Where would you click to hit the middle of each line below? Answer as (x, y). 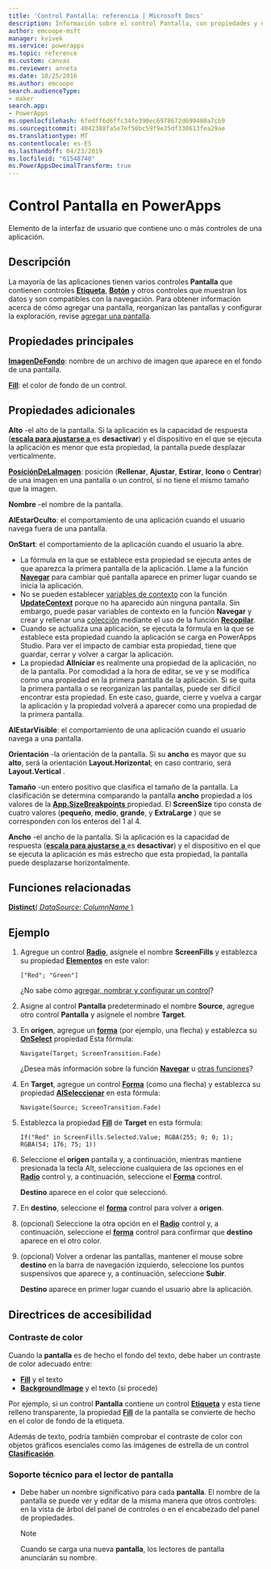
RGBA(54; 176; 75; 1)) (58, 1145)
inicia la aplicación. (52, 585)
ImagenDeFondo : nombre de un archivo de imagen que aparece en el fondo (135, 361)
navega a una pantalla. (46, 738)
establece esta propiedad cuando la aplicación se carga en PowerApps (138, 637)
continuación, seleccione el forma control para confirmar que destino (136, 1232)
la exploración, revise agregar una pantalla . (80, 316)
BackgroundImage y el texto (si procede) (89, 1388)
